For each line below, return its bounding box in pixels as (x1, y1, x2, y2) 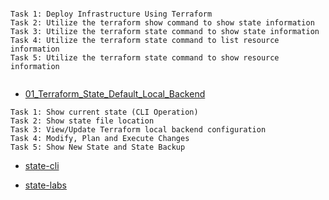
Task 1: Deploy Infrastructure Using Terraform (10, 9, 213, 19)
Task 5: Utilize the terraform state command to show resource (10, 53, 280, 63)
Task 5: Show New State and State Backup (10, 142, 186, 152)
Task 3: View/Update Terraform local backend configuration (10, 125, 267, 135)
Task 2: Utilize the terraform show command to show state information (10, 18, 315, 28)
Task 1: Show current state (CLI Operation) (10, 107, 199, 117)
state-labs (24, 179, 67, 191)
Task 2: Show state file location (10, 116, 155, 126)
